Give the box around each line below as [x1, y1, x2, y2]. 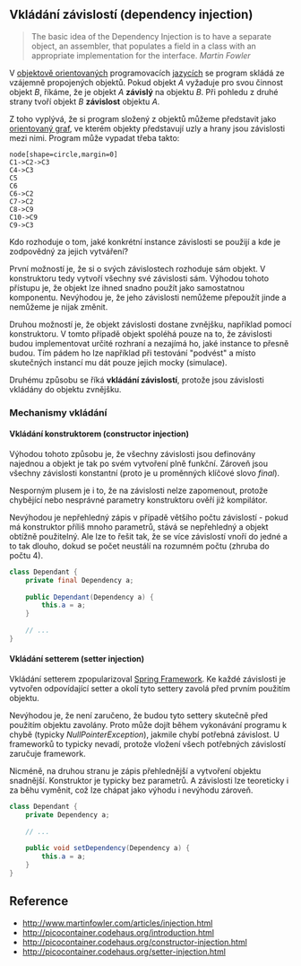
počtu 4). [9, 549, 43, 560]
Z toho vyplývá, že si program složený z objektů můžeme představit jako [9, 113, 277, 124]
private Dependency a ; [25, 810, 110, 820]
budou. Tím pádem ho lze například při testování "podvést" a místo [9, 347, 256, 358]
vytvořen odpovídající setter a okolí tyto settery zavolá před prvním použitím [9, 683, 291, 694]
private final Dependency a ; [25, 575, 134, 584]
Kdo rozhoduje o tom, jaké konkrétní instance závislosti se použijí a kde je [9, 236, 280, 247]
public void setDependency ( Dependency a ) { [25, 844, 191, 853]
